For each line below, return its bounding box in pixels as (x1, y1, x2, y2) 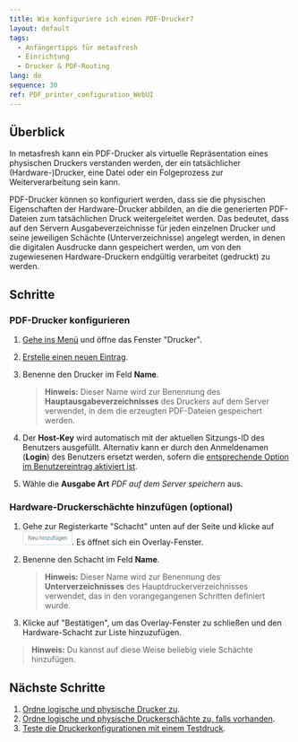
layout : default (9, 23, 70, 33)
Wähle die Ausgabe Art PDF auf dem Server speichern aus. (21, 478, 243, 489)
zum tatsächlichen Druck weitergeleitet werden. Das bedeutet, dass (39, 214, 289, 224)
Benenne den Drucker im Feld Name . (21, 369, 159, 380)
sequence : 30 (9, 81, 58, 90)
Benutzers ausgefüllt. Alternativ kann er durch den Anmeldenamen (21, 442, 268, 453)
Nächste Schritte (9, 680, 106, 695)
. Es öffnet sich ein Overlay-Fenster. (71, 537, 204, 547)
